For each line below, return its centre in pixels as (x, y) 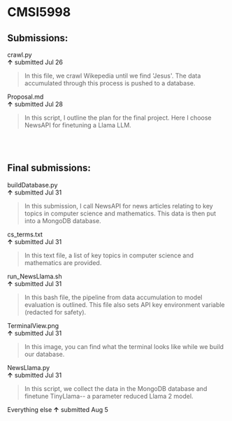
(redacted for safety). (55, 312)
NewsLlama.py (29, 367)
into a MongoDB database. (63, 220)
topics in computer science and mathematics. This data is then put (120, 213)
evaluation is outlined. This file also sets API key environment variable (124, 304)
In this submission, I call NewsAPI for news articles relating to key (118, 206)
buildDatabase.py (32, 185)
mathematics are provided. (63, 262)
